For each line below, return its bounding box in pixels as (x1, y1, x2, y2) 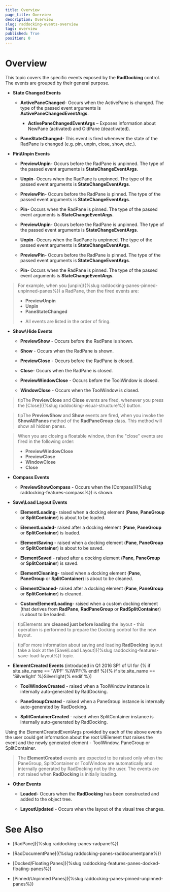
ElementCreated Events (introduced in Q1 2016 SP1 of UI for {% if (12, 662, 151, 668)
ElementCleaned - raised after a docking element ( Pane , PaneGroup (20, 585, 163, 591)
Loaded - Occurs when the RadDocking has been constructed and (20, 790, 159, 797)
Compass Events (12, 474, 50, 480)
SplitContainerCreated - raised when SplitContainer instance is (20, 713, 154, 719)
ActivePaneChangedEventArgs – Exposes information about (27, 120, 156, 126)
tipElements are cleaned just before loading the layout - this (17, 621, 145, 627)
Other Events (12, 781, 42, 787)
